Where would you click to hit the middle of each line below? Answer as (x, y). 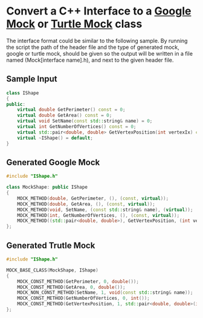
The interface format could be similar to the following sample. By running (97, 41)
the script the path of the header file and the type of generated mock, (93, 47)
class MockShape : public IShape (47, 187)
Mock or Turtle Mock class (74, 24)
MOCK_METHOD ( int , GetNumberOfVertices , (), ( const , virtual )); (98, 215)
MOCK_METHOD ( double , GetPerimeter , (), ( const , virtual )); (93, 198)
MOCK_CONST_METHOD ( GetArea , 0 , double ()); (71, 287)
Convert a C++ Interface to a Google (99, 11)
